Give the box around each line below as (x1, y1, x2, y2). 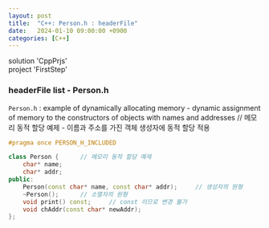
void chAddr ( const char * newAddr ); (22, 206, 142, 214)
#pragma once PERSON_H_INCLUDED (8, 138, 116, 147)
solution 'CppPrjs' (8, 56, 68, 66)
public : (8, 176, 35, 184)
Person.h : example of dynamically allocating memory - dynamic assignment (8, 103, 261, 112)
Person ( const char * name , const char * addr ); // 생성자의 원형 (22, 182, 243, 191)
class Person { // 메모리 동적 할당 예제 (8, 153, 152, 161)
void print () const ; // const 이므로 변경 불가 (22, 197, 187, 206)
